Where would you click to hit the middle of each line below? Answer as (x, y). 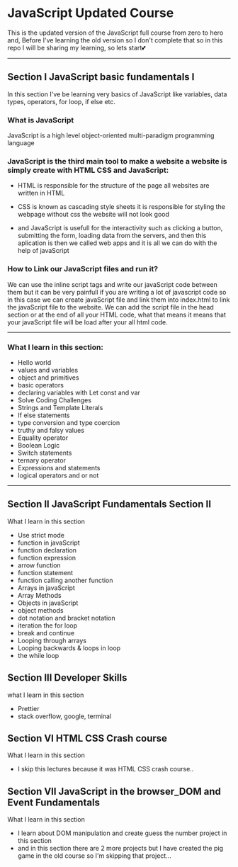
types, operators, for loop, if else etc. (61, 101)
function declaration (47, 550)
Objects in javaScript (48, 603)
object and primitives (48, 378)
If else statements (44, 415)
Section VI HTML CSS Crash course (87, 738)
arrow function (39, 565)
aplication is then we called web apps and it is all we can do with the (117, 243)
